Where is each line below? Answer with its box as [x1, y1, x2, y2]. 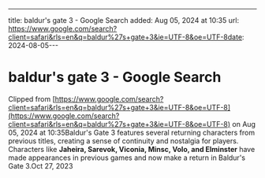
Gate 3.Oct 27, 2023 [8, 161, 73, 170]
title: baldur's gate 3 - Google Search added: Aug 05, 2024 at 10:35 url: [8, 16, 239, 24]
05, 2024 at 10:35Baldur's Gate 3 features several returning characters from [8, 128, 255, 137]
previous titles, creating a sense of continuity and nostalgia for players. [8, 135, 239, 146]
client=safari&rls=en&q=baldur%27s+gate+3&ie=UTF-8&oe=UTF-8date [8, 32, 243, 42]
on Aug [232, 119, 256, 128]
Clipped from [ [8, 94, 55, 103]
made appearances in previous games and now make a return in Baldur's [8, 153, 246, 162]
